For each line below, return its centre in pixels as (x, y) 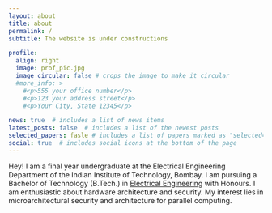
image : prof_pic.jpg (50, 68)
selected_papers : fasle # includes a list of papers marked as (117, 136)
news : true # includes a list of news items (86, 121)
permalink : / (30, 31)
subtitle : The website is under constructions (88, 38)
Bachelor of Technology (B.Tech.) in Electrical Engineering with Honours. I (132, 183)
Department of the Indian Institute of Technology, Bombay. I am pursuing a (133, 174)
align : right (38, 61)
